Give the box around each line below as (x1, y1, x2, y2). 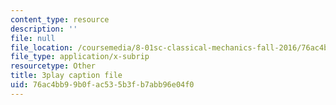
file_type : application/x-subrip (10, 52, 150, 62)
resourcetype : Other (10, 61, 97, 71)
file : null (10, 33, 56, 43)
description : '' (10, 24, 78, 34)
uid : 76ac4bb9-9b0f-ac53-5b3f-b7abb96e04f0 (10, 80, 195, 90)
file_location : (10, 42, 74, 53)
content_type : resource (10, 14, 110, 25)
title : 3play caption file (10, 71, 123, 81)
